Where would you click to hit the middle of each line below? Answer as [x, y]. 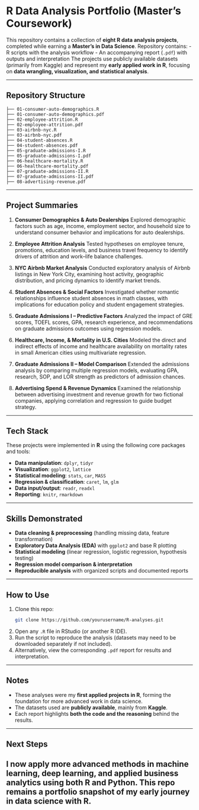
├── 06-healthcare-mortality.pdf [47, 166]
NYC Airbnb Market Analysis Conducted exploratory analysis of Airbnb [102, 268]
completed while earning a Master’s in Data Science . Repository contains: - [99, 46]
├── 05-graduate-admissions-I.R [46, 150]
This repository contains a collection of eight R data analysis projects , [92, 40]
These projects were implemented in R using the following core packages [96, 445]
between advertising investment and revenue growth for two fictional [99, 394]
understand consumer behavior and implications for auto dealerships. [100, 232]
